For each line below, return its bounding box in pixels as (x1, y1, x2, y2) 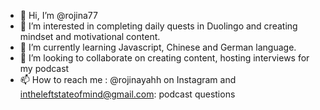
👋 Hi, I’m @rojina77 (19, 10, 98, 21)
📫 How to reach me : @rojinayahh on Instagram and (19, 74, 237, 85)
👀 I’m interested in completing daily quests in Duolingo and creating (19, 20, 298, 32)
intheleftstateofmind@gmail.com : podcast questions (19, 88, 236, 100)
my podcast (19, 63, 70, 74)
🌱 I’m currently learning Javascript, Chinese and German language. (19, 41, 297, 53)
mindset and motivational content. (19, 31, 161, 42)
